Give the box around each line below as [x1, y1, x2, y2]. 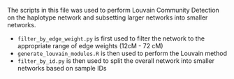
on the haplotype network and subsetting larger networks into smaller [7, 13, 208, 22]
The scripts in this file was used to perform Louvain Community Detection [7, 6, 220, 14]
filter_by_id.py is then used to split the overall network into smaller [17, 57, 215, 65]
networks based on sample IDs [17, 64, 107, 72]
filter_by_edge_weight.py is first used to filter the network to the [17, 34, 205, 43]
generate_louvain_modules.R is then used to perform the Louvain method [17, 49, 228, 57]
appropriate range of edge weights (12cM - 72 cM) [17, 42, 163, 50]
